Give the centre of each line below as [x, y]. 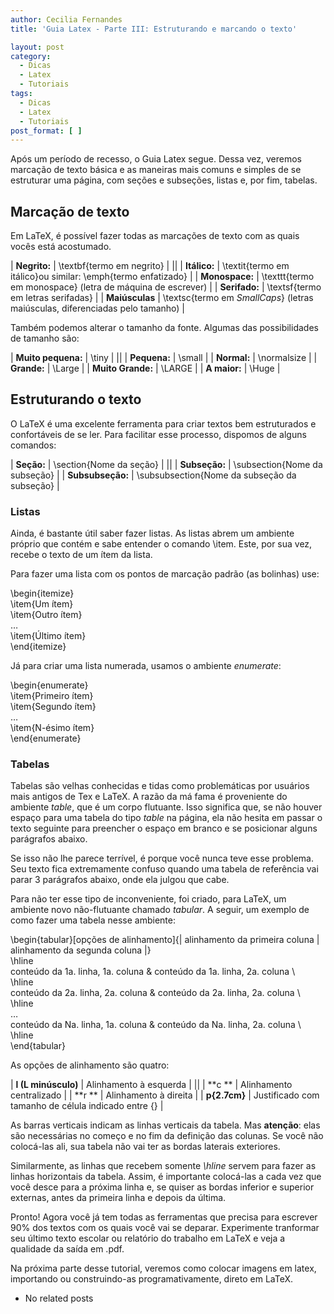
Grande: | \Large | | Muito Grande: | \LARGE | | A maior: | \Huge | [145, 368]
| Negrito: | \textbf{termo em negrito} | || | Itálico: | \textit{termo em [150, 266]
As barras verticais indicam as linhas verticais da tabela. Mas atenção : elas [165, 1125]
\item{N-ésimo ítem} [52, 728]
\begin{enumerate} [49, 685]
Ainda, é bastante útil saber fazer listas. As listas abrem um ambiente [152, 533]
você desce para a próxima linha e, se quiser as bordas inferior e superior [162, 1187]
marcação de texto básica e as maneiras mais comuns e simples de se [156, 170]
